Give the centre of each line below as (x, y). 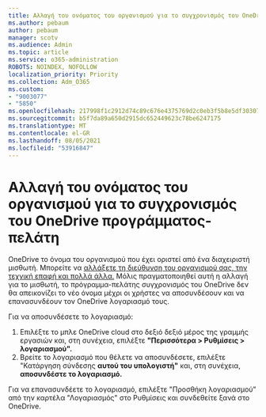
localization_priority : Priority (63, 74)
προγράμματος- (157, 220)
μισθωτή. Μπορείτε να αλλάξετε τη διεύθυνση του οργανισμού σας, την (128, 268)
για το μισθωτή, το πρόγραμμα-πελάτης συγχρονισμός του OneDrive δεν (129, 285)
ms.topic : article (38, 52)
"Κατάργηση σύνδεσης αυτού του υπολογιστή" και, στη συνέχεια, (130, 366)
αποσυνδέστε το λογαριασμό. (71, 374)
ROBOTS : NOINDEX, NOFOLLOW (53, 67)
